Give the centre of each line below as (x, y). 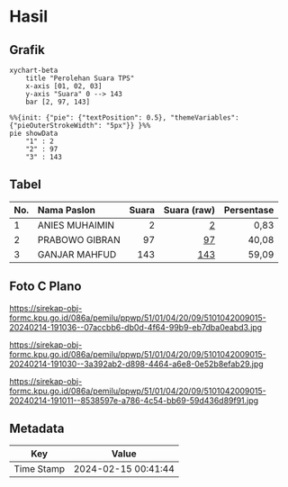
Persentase (249, 210)
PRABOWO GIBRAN (79, 239)
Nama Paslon (67, 210)
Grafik (27, 50)
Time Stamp (40, 469)
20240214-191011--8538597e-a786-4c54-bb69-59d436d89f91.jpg (134, 400)
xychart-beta (34, 70)
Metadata (37, 429)
